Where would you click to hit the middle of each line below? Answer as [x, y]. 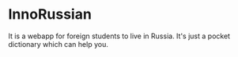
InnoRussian [50, 14]
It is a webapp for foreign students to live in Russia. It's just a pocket [119, 36]
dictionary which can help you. [58, 44]
